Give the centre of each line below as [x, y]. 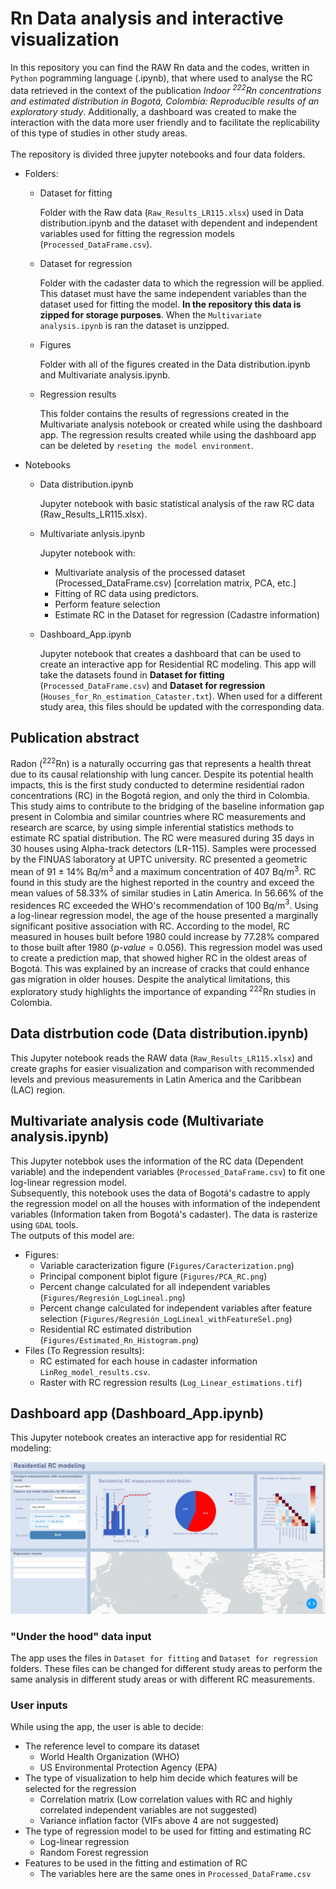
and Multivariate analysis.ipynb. [105, 374]
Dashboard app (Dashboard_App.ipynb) [137, 1413]
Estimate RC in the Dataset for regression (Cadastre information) [187, 614]
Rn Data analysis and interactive [147, 18]
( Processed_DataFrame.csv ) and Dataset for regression [152, 685]
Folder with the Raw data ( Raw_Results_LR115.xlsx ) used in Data [171, 212]
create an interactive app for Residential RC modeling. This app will [178, 664]
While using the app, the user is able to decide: [107, 1727]
